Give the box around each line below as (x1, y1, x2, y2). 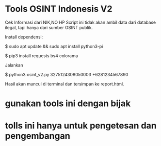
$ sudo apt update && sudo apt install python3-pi (5, 43, 103, 49)
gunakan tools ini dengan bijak (5, 98, 131, 109)
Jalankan (5, 62, 23, 68)
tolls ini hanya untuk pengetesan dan (5, 120, 157, 131)
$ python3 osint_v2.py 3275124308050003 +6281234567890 (5, 71, 129, 77)
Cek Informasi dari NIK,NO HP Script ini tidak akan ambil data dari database (5, 19, 156, 25)
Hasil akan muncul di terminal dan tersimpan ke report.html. (5, 81, 125, 87)
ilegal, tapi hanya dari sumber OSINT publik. (5, 24, 93, 30)
